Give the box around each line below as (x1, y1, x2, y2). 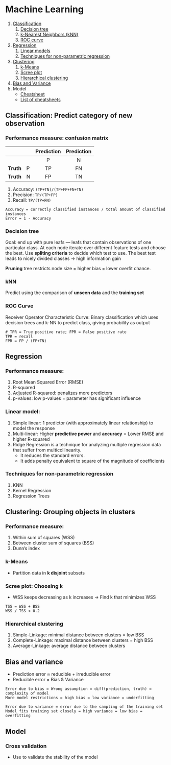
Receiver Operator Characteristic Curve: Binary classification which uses (5, 314, 159, 320)
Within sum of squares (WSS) (12, 535, 75, 541)
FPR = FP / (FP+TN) (5, 338, 47, 343)
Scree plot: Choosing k (5, 582, 63, 589)
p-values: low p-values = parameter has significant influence (12, 395, 141, 401)
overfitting (5, 713, 31, 719)
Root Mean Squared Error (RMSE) (12, 379, 84, 385)
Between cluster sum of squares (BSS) (12, 540, 94, 546)
